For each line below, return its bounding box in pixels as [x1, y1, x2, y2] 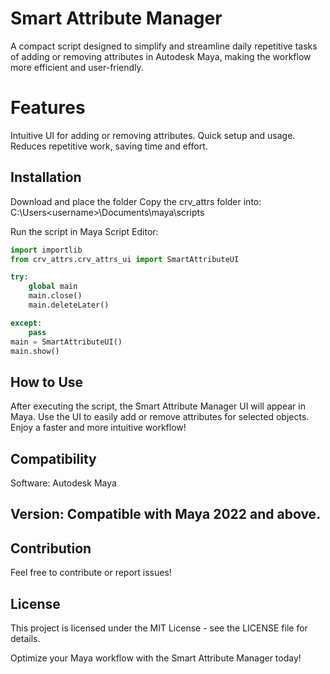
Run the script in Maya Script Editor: [10, 225, 159, 237]
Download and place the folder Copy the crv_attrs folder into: [10, 195, 262, 207]
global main [28, 282, 78, 292]
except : [10, 318, 43, 328]
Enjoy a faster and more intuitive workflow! [10, 422, 187, 434]
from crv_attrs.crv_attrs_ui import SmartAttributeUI [10, 254, 240, 264]
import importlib [10, 245, 83, 255]
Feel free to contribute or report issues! [10, 567, 172, 579]
